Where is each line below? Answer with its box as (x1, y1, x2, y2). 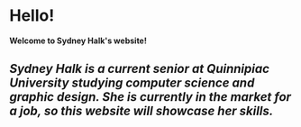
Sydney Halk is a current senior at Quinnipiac (9, 61, 270, 77)
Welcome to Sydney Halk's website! (9, 35, 147, 46)
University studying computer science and (9, 76, 255, 91)
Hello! (9, 5, 55, 26)
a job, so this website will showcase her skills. (9, 104, 274, 119)
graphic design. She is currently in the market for (9, 89, 291, 104)
